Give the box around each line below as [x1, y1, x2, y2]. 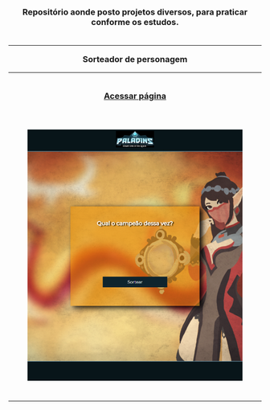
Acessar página [104, 91, 166, 102]
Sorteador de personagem [82, 53, 188, 64]
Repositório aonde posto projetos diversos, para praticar [22, 6, 247, 18]
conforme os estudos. [91, 16, 179, 27]
